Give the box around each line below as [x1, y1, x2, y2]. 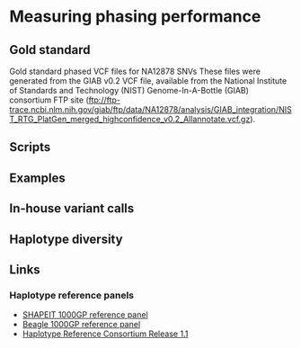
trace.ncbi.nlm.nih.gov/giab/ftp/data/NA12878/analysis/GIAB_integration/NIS [9, 104, 292, 114]
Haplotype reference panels [9, 289, 135, 301]
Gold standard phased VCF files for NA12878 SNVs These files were [9, 66, 261, 76]
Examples [9, 170, 66, 185]
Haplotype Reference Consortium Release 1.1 [22, 328, 189, 339]
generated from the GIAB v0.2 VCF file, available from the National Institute [9, 76, 288, 86]
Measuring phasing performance [9, 6, 261, 27]
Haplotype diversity [9, 231, 123, 246]
